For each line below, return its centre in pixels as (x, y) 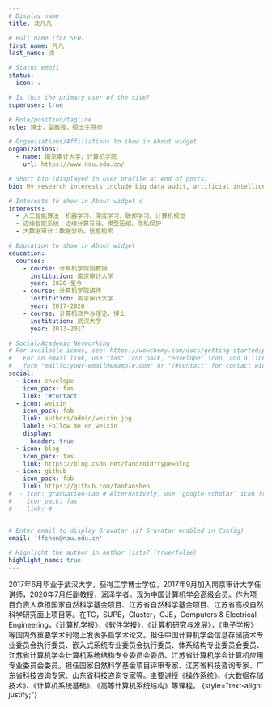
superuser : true (36, 105)
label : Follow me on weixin (70, 426)
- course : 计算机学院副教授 (65, 268)
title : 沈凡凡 (30, 23)
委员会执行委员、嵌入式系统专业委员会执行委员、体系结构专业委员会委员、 (139, 645)
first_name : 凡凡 (36, 45)
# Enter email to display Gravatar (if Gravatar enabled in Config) (126, 530)
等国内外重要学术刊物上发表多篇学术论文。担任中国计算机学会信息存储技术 (132, 635)
